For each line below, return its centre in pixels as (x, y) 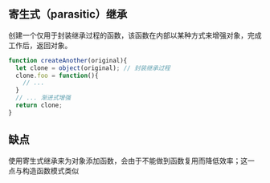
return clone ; (39, 106)
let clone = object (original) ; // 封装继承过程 (93, 68)
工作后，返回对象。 (40, 45)
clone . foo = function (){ (57, 75)
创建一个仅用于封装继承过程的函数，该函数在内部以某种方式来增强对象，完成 (135, 35)
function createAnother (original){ (68, 60)
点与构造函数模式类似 (43, 170)
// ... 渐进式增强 (43, 98)
